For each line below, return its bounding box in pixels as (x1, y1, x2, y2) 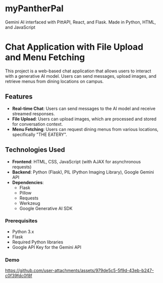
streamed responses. (12, 110, 55, 116)
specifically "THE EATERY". (12, 131, 67, 137)
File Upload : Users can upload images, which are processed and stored (12, 116, 157, 122)
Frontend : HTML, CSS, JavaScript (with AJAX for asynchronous (12, 158, 141, 164)
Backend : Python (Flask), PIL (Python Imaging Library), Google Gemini (12, 169, 154, 175)
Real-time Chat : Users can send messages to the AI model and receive (12, 106, 156, 111)
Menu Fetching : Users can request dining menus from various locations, (12, 126, 159, 132)
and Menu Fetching (5, 52, 85, 63)
